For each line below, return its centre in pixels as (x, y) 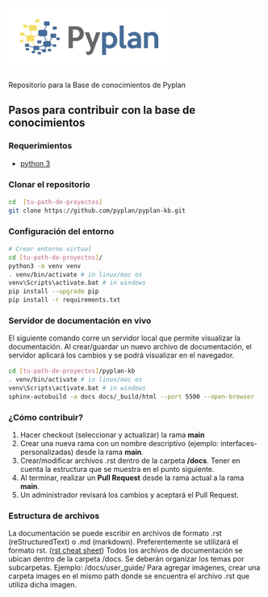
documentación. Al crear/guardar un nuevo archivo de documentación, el (130, 347)
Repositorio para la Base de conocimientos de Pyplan (97, 85)
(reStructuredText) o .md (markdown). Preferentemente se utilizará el (124, 542)
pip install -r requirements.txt (65, 300)
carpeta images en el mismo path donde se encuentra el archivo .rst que (129, 576)
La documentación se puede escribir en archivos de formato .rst (115, 533)
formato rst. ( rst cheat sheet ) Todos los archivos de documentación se (126, 550)
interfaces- (239, 444)
